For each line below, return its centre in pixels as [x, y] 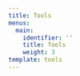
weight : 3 [39, 52]
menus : [19, 23]
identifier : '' [48, 38]
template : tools [35, 60]
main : [25, 30]
